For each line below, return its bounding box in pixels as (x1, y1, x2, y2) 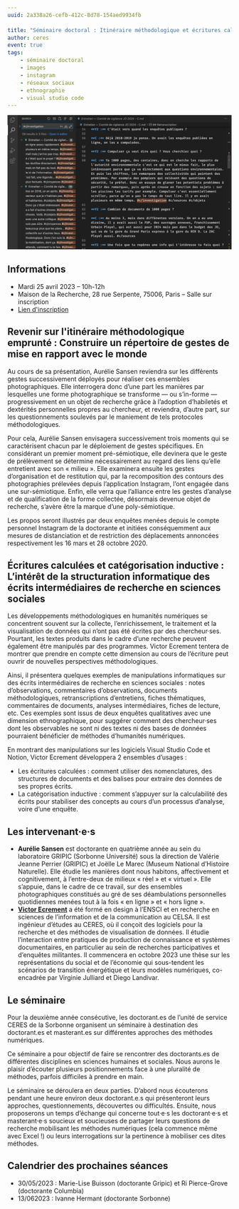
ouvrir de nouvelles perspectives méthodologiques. (7, 657, 159, 666)
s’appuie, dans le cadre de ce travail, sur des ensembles (17, 882, 183, 891)
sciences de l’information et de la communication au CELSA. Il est (17, 913, 211, 921)
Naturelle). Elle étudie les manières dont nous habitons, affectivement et (17, 867, 229, 876)
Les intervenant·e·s (7, 825, 96, 838)
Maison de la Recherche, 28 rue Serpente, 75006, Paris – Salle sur (17, 290, 212, 298)
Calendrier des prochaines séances (7, 1160, 169, 1172)
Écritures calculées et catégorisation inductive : (7, 559, 224, 571)
